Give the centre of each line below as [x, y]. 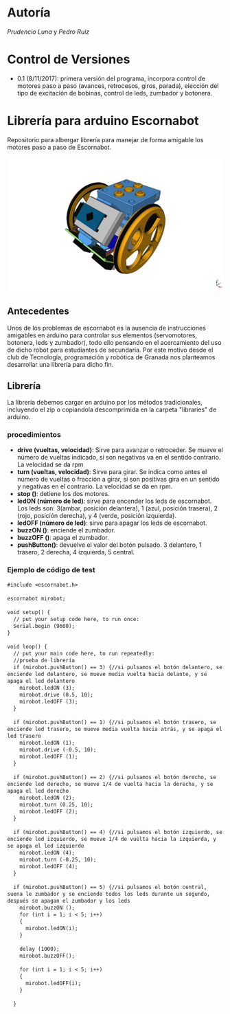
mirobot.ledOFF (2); [49, 812]
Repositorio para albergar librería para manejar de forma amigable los [105, 139]
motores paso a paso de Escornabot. [59, 147]
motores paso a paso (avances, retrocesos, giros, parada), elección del [118, 86]
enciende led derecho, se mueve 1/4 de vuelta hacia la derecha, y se [110, 785]
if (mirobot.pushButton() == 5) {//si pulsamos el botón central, [110, 888]
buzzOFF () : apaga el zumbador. [63, 537]
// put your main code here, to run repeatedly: [84, 654]
